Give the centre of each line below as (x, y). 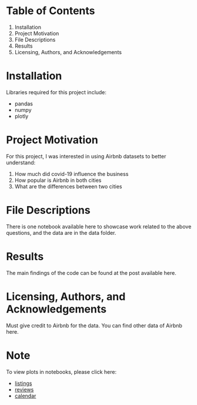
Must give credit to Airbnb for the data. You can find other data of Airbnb (94, 326)
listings (23, 383)
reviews (24, 389)
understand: (21, 162)
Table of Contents (51, 11)
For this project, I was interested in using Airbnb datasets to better (86, 156)
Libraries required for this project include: (56, 92)
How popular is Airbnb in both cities (58, 180)
